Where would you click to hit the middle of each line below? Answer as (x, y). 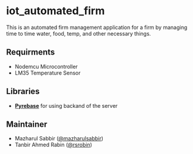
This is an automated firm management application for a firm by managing (97, 27)
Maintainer (27, 124)
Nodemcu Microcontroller (46, 66)
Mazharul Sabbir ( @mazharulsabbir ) (59, 139)
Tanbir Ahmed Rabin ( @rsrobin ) (53, 145)
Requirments (31, 52)
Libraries (23, 92)
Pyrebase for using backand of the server (66, 105)
